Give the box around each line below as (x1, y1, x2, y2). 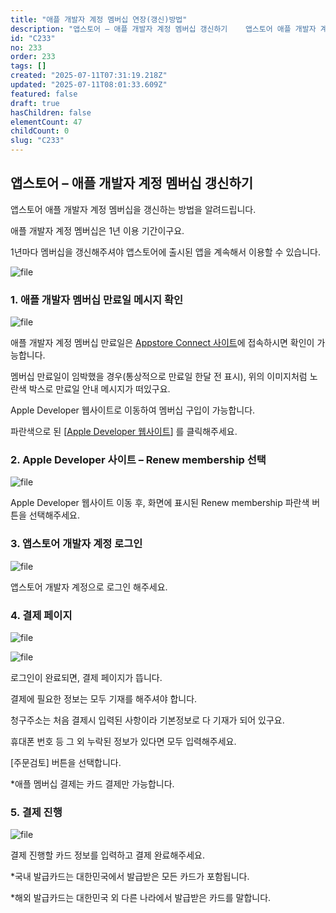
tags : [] (10, 61, 47, 71)
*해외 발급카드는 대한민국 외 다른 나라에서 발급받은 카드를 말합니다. (10, 892, 272, 904)
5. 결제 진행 (10, 805, 63, 819)
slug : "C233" (10, 136, 65, 146)
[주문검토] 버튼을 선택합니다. (10, 757, 122, 768)
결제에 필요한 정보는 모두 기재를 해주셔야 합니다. (10, 693, 198, 705)
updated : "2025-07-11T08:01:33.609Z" (10, 80, 168, 90)
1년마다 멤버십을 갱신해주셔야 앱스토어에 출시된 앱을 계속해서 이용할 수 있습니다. (10, 246, 321, 258)
